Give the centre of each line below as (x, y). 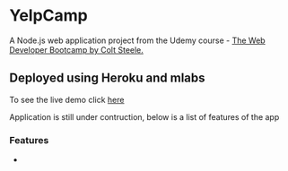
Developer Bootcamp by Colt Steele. (76, 49)
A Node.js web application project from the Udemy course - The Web (138, 40)
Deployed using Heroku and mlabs (107, 78)
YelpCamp (48, 16)
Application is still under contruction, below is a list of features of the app (144, 116)
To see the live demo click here (67, 99)
